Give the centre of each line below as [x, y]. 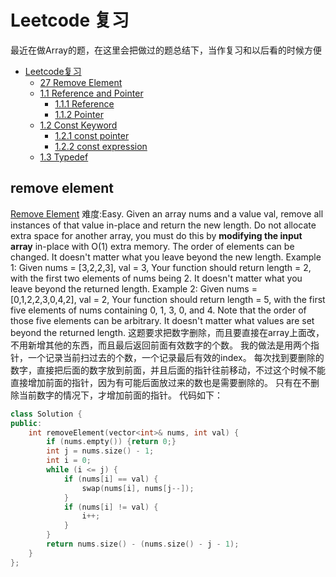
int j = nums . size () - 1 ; [100, 451]
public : [26, 423]
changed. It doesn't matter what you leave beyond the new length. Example [166, 257]
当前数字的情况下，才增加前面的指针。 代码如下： [120, 395]
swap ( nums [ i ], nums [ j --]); [138, 488]
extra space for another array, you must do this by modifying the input [156, 235]
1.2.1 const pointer [92, 135]
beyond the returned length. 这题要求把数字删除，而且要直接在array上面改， [167, 332]
